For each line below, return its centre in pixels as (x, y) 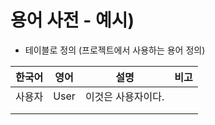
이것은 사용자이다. (124, 96)
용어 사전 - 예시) (72, 20)
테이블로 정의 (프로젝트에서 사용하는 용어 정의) (115, 50)
